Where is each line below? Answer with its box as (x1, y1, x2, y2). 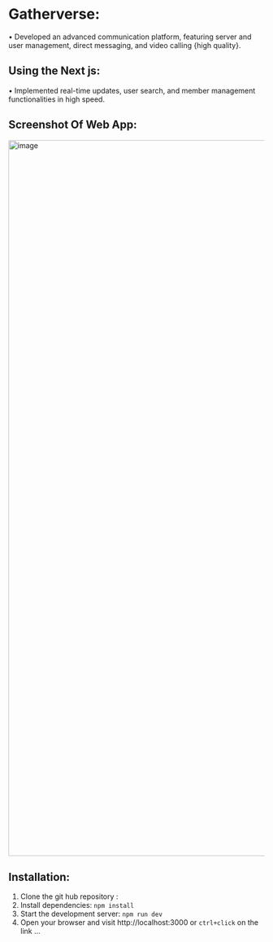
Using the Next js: (8, 64, 101, 78)
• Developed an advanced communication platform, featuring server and (8, 32, 252, 41)
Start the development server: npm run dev (19, 909, 162, 919)
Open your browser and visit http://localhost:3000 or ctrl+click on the (19, 918, 258, 927)
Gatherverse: (8, 5, 100, 24)
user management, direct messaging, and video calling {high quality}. (8, 40, 241, 50)
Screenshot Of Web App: (8, 118, 137, 132)
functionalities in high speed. (8, 94, 106, 104)
